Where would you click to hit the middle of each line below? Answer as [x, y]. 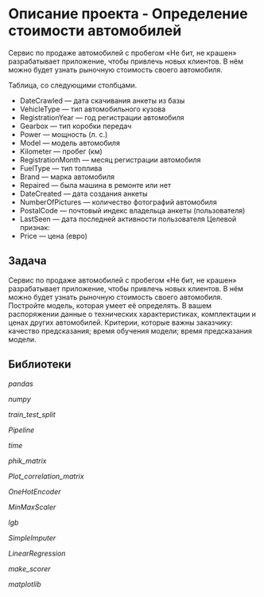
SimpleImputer [32, 537]
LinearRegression [37, 553]
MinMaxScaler [32, 507]
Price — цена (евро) [53, 236]
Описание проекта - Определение [128, 14]
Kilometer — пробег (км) [61, 151]
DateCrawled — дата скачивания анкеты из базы [102, 100]
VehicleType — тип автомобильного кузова [93, 109]
